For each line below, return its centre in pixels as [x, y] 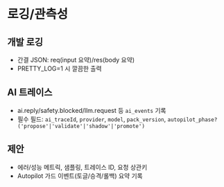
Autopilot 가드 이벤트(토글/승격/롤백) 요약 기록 [80, 176]
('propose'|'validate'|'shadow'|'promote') [81, 126]
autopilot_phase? [192, 119]
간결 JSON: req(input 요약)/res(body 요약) [76, 60]
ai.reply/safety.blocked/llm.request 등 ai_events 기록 [92, 110]
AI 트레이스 [30, 92]
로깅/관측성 [37, 14]
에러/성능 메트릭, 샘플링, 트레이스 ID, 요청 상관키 [82, 167]
